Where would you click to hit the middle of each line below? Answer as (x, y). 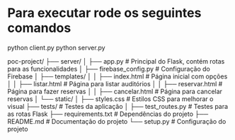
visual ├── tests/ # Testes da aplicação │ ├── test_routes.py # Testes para (118, 106)
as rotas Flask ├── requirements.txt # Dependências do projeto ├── (108, 114)
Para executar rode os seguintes (104, 13)
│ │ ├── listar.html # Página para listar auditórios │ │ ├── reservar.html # (115, 83)
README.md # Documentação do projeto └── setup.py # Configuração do (117, 121)
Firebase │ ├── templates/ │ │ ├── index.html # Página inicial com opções (117, 76)
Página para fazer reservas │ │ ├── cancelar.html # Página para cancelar (115, 91)
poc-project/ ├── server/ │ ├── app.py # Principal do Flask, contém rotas (116, 61)
